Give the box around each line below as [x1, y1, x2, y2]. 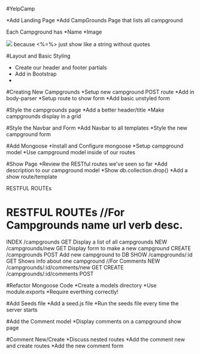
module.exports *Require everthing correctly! [6, 288, 119, 295]
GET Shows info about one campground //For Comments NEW [6, 257, 160, 265]
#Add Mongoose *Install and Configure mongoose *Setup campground [6, 142, 184, 149]
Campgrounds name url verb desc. [6, 218, 183, 232]
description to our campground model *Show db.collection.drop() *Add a [6, 167, 188, 173]
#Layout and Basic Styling [6, 52, 71, 59]
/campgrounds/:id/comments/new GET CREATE [6, 263, 124, 271]
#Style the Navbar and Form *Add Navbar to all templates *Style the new [6, 124, 187, 131]
